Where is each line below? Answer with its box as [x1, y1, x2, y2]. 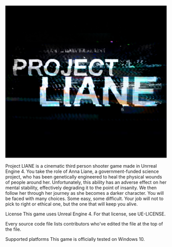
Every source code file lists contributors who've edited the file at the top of [5, 220, 163, 227]
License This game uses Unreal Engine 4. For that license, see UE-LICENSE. [5, 211, 166, 217]
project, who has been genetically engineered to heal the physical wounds [5, 173, 162, 179]
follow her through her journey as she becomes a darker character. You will [5, 190, 164, 196]
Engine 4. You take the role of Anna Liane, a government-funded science [5, 168, 159, 174]
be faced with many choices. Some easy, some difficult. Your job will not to [5, 195, 164, 201]
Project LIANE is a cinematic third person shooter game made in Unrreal [5, 163, 157, 169]
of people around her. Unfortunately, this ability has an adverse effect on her [5, 179, 167, 185]
